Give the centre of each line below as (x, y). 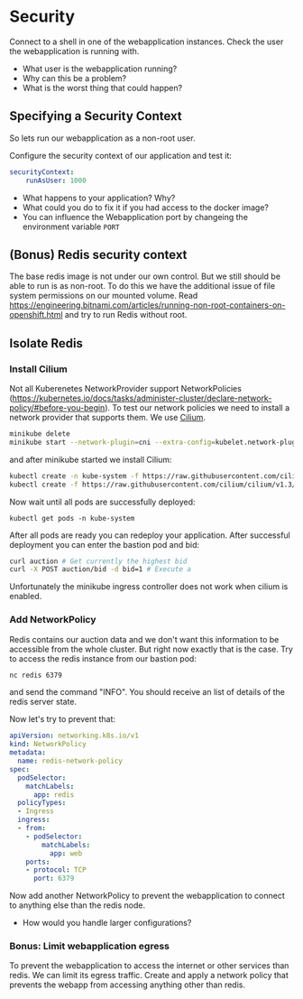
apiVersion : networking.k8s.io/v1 (74, 736)
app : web (66, 853)
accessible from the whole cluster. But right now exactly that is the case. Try (151, 649)
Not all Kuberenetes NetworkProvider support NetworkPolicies (125, 388)
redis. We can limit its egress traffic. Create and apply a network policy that (149, 976)
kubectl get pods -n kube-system (72, 518)
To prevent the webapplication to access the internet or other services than (149, 966)
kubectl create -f (44, 485)
